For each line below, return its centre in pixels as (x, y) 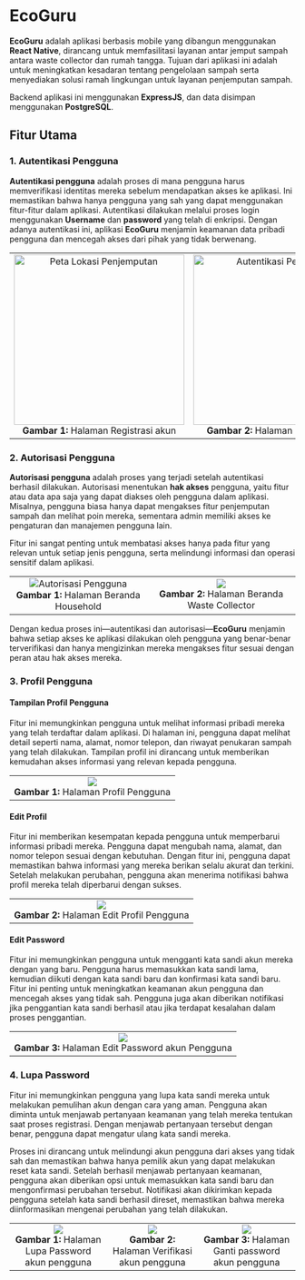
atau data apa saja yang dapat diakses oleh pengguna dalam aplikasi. (139, 497)
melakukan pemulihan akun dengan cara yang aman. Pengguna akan (138, 1105)
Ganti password (246, 1251)
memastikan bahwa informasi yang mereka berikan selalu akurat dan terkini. (152, 866)
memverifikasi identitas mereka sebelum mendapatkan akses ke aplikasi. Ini (151, 191)
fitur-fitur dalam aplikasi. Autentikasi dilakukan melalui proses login (135, 210)
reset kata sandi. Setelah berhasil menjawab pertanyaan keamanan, (136, 1170)
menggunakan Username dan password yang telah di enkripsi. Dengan (143, 220)
